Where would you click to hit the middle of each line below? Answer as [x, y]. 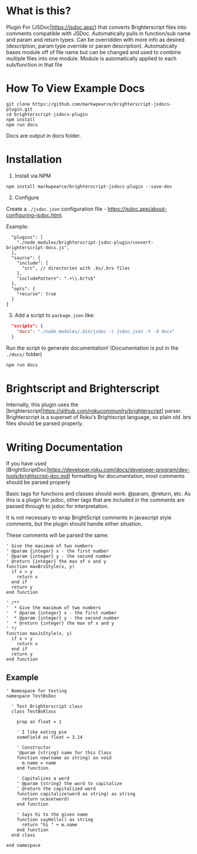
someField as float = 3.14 [50, 737]
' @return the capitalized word [56, 789]
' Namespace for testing [36, 691]
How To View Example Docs [76, 89]
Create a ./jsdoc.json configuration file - [56, 209]
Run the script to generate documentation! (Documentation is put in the [92, 348]
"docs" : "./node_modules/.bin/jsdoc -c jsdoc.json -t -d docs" [96, 331]
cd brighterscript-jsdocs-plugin [47, 114]
